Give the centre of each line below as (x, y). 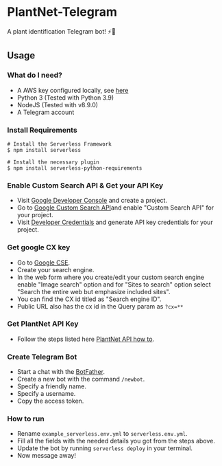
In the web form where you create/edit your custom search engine (111, 277)
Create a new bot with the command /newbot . (81, 379)
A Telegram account (46, 112)
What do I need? (35, 75)
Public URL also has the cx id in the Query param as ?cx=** (100, 306)
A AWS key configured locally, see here (73, 90)
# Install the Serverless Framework (59, 144)
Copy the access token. (50, 401)
